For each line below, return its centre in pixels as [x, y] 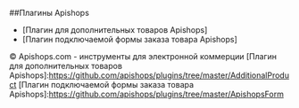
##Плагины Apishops [49, 13]
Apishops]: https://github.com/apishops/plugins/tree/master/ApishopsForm [146, 94]
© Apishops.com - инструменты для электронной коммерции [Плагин [143, 56]
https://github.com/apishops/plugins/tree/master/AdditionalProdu [169, 75]
